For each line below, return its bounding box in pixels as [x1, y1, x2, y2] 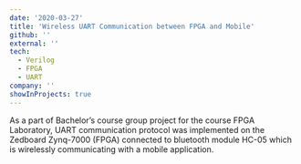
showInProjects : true [9, 89, 92, 98]
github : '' [9, 30, 51, 39]
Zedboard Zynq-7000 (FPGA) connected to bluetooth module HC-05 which [9, 134, 292, 145]
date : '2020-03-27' [9, 13, 84, 23]
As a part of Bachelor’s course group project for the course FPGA [9, 115, 255, 126]
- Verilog [17, 56, 55, 65]
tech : [9, 47, 30, 56]
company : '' [9, 81, 55, 90]
